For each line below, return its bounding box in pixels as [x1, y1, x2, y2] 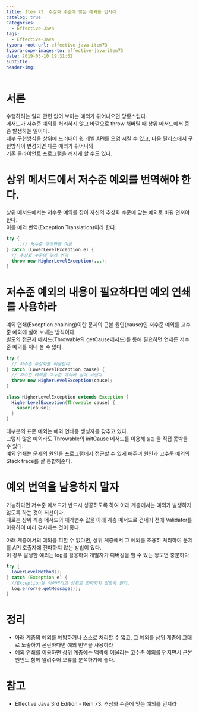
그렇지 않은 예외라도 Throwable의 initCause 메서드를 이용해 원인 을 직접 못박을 [6, 435, 188, 442]
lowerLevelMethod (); [11, 569, 62, 575]
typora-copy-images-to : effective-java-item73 [6, 48, 124, 54]
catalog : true [6, 14, 42, 20]
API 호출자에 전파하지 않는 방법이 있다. [12, 544, 102, 551]
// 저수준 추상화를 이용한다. [11, 361, 72, 367]
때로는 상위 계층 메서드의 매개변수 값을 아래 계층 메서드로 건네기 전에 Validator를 [6, 517, 192, 523]
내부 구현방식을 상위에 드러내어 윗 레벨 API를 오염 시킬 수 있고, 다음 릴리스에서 [6, 135, 187, 142]
